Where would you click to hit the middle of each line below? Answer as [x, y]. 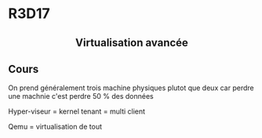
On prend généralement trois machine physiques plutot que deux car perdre [131, 88]
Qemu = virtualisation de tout [55, 127]
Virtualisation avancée [132, 43]
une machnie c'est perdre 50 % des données [81, 96]
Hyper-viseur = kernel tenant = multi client [77, 111]
